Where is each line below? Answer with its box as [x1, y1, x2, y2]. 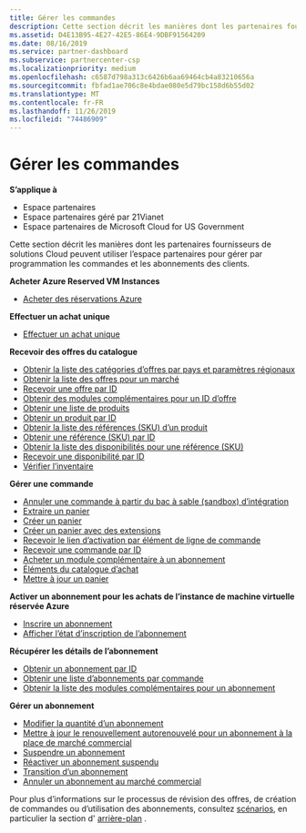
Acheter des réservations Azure [22, 293, 143, 305]
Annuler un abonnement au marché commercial [22, 776, 202, 787]
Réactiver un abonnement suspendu [22, 757, 159, 767]
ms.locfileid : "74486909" [9, 115, 107, 124]
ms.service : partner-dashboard [9, 47, 128, 56]
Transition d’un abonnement [22, 767, 128, 777]
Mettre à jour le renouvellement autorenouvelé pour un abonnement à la [22, 727, 293, 738]
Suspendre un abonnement [22, 747, 126, 758]
